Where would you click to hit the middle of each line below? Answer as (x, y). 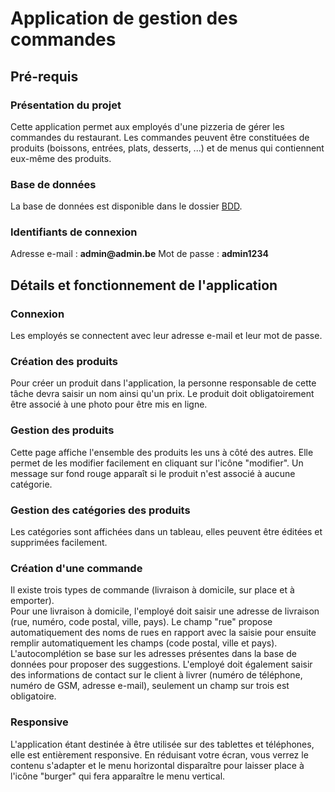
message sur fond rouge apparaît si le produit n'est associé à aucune (153, 473)
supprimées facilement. (59, 543)
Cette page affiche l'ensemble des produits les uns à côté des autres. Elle (162, 452)
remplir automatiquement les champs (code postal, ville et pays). (144, 643)
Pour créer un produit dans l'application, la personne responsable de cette (163, 383)
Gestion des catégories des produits (100, 510)
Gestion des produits (62, 430)
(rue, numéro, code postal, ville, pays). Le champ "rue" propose (141, 622)
